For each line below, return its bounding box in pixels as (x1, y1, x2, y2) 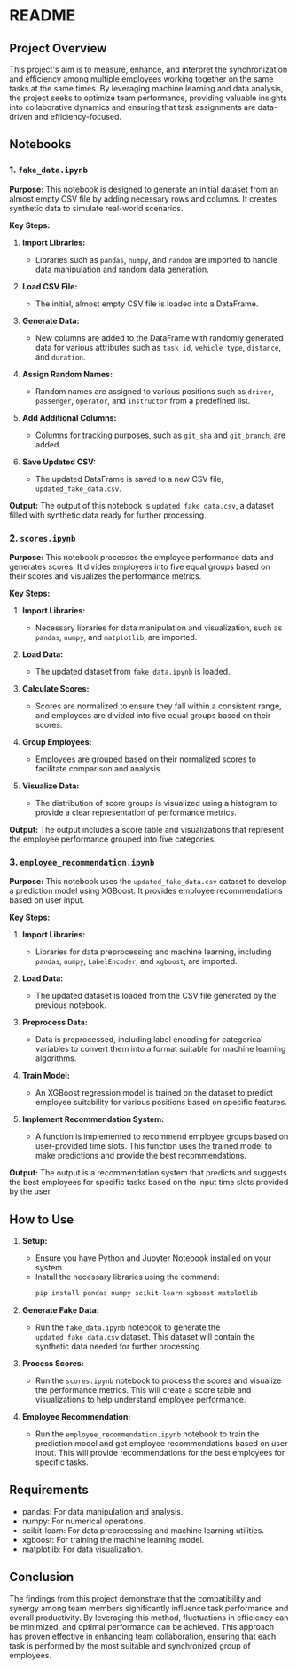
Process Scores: (21, 1357, 84, 1368)
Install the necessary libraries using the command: (35, 1271, 220, 1283)
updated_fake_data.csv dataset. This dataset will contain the (35, 1331, 255, 1341)
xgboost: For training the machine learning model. (21, 1534, 205, 1545)
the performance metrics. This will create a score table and (35, 1384, 252, 1395)
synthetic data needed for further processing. (35, 1341, 202, 1351)
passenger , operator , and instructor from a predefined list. (35, 395, 251, 406)
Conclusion (9, 1570, 74, 1585)
